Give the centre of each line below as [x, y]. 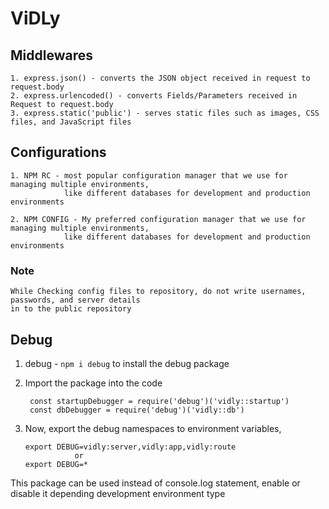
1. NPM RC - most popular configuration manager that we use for [149, 175]
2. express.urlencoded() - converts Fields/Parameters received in [154, 96]
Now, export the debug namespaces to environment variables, [153, 428]
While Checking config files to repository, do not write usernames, [158, 292]
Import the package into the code [93, 383]
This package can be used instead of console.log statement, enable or [155, 483]
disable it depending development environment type [118, 493]
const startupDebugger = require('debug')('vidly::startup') [159, 401]
